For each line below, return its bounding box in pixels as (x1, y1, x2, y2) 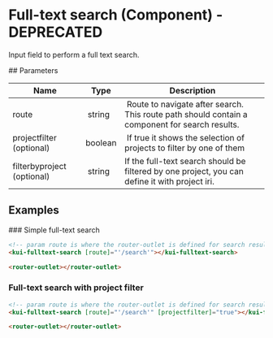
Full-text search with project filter (8, 282, 144, 293)
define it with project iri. (124, 175, 215, 187)
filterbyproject (12, 160, 67, 171)
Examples (8, 203, 59, 217)
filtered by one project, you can (124, 165, 244, 176)
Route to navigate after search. (126, 98, 244, 110)
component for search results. (124, 119, 240, 130)
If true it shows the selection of (126, 132, 245, 143)
